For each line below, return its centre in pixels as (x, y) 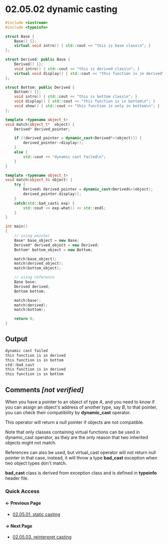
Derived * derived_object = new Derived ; (57, 245)
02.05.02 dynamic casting (61, 9)
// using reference (34, 278)
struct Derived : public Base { (38, 60)
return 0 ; (24, 319)
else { (21, 152)
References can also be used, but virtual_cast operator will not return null (80, 452)
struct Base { (20, 36)
